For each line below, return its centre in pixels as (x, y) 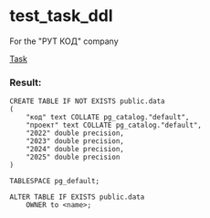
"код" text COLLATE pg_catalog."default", (108, 118)
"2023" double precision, (75, 141)
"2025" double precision (73, 157)
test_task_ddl (61, 16)
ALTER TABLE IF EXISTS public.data (77, 197)
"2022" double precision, (75, 133)
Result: (26, 82)
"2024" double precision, (75, 150)
